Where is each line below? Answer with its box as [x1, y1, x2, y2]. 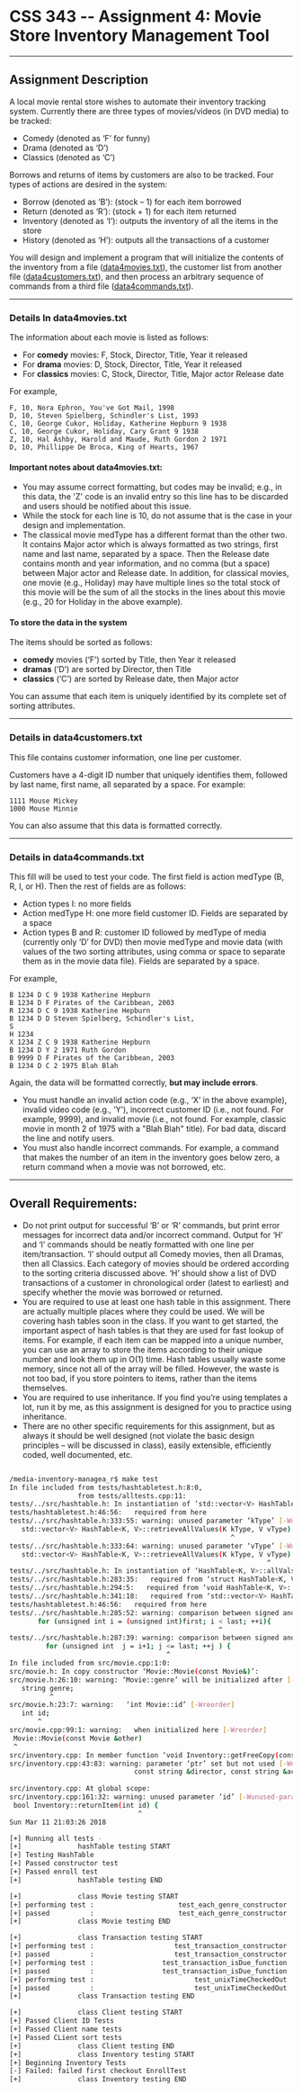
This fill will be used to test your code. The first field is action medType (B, [9, 871, 285, 883]
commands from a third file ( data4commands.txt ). [9, 281, 194, 292]
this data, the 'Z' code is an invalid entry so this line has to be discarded [22, 491, 289, 502]
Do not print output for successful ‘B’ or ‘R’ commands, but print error [22, 1219, 280, 1230]
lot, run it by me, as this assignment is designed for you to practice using [22, 1401, 292, 1412]
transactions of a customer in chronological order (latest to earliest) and [22, 1277, 289, 1288]
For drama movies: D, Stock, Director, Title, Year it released [22, 359, 243, 370]
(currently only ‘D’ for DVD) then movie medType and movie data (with [22, 937, 283, 948]
